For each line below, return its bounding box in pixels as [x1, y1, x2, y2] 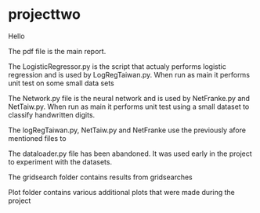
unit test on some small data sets [8, 78, 115, 88]
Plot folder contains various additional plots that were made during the [8, 187, 235, 197]
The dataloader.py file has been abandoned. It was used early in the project [8, 149, 252, 158]
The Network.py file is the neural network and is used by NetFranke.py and [8, 93, 251, 103]
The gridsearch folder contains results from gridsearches [8, 172, 193, 182]
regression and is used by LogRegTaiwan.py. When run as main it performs [8, 70, 251, 79]
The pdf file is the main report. [8, 46, 107, 56]
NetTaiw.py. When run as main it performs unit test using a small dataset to [8, 102, 250, 111]
